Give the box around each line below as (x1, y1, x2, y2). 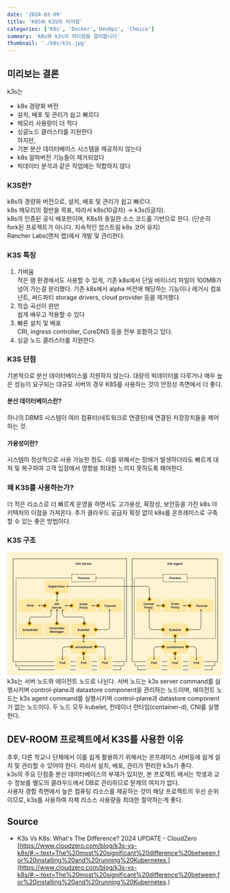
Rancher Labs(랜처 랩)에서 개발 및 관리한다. (7, 231, 125, 240)
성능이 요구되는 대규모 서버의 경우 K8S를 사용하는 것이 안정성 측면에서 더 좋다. (14, 380, 223, 388)
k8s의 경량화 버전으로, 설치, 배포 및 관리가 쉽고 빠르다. (7, 197, 152, 205)
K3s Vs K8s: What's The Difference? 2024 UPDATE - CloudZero (16, 834, 197, 842)
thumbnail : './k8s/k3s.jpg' (7, 40, 88, 47)
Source (7, 816, 39, 828)
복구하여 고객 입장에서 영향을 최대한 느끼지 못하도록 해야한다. (21, 464, 184, 473)
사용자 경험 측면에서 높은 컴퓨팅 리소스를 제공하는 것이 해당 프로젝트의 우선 (7, 788, 207, 796)
